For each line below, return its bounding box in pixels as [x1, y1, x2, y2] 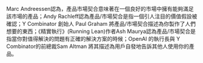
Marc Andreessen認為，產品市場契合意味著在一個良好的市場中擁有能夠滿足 [6, 5, 194, 12]
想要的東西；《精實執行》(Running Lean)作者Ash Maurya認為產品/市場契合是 [6, 28, 196, 35]
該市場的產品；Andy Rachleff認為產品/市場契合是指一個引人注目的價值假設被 [6, 13, 198, 20]
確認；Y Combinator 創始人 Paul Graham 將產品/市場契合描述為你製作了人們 [6, 20, 196, 27]
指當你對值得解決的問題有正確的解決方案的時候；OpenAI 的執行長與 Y [6, 35, 181, 42]
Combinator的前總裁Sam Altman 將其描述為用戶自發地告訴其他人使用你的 [6, 43, 190, 50]
